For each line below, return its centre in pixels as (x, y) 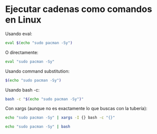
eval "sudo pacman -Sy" (30, 61)
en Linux (23, 20)
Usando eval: (19, 33)
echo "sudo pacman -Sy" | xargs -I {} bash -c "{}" (60, 118)
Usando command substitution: (37, 71)
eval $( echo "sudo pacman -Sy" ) (39, 43)
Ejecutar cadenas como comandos (79, 9)
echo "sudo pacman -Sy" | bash (38, 127)
